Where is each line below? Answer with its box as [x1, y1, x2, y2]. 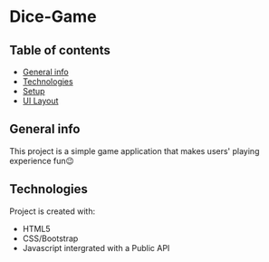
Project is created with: [9, 206, 96, 217]
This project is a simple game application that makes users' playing [9, 145, 260, 156]
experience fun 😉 [9, 155, 74, 166]
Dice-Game [9, 6, 97, 27]
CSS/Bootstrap [22, 233, 79, 244]
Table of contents [9, 43, 110, 58]
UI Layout [22, 95, 59, 106]
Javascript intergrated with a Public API [22, 242, 170, 253]
